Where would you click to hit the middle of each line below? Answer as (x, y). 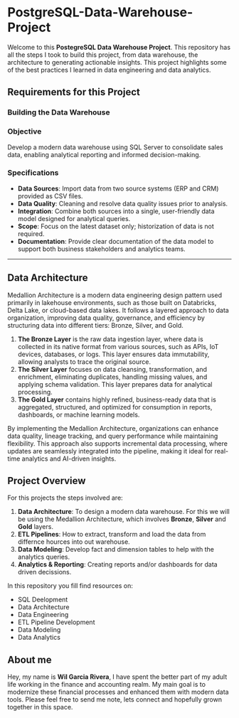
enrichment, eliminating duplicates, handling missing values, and (112, 377)
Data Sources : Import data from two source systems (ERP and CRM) (118, 188)
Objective (25, 132)
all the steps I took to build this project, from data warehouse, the (103, 55)
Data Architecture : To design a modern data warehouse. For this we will (123, 512)
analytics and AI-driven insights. (69, 459)
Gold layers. (35, 527)
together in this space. (40, 707)
